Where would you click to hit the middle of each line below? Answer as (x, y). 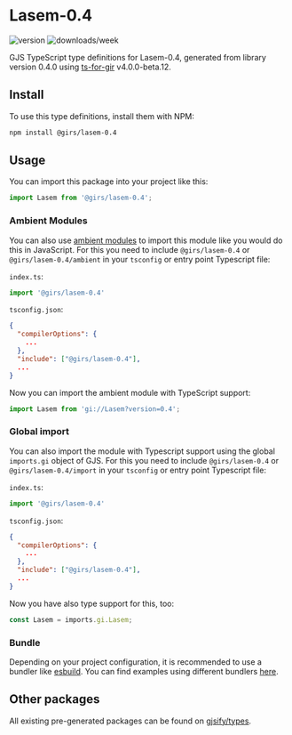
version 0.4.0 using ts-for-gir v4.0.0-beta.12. (90, 67)
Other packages (55, 699)
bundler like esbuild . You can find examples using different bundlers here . (144, 671)
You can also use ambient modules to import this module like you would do (146, 240)
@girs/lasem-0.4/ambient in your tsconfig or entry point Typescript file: (140, 259)
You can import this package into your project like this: (109, 182)
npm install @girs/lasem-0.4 (63, 133)
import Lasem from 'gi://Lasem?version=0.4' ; (95, 409)
